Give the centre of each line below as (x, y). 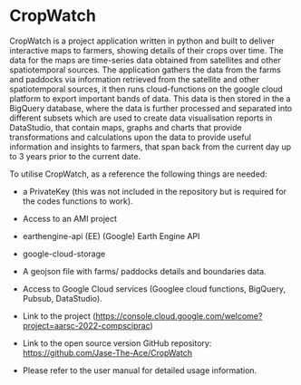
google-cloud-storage (64, 254)
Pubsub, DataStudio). (62, 298)
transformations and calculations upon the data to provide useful (131, 137)
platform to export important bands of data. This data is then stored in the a (150, 98)
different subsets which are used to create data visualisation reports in (141, 118)
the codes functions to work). (78, 201)
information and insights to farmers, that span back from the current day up (150, 147)
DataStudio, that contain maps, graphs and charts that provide (126, 127)
